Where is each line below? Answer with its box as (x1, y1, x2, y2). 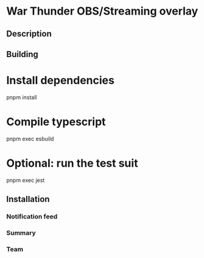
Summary (6, 229, 37, 237)
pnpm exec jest (6, 176, 45, 184)
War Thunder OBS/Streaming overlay (6, 4, 199, 18)
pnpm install (6, 93, 37, 101)
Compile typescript (6, 115, 106, 129)
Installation (6, 194, 50, 204)
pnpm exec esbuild (6, 135, 54, 142)
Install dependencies (6, 74, 114, 88)
